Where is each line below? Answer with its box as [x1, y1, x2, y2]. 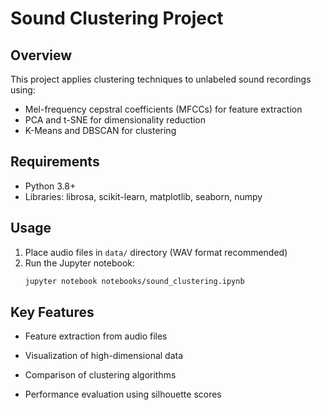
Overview [10, 47, 73, 64]
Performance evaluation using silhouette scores [24, 388, 222, 401]
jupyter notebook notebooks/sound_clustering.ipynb [24, 276, 245, 286]
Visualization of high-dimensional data [24, 350, 184, 362]
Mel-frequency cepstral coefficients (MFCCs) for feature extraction [24, 103, 303, 115]
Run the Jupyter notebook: [24, 257, 136, 269]
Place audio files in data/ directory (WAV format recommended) [24, 246, 288, 258]
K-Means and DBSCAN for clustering [24, 125, 177, 136]
